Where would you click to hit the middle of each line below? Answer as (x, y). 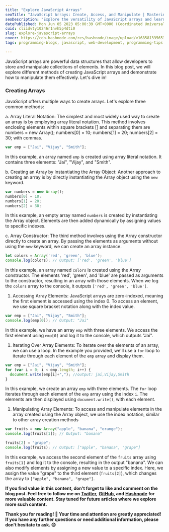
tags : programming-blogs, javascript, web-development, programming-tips (84, 43)
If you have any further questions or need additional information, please (82, 519)
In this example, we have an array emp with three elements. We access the (81, 330)
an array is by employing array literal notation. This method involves (75, 122)
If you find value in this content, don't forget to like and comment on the (81, 488)
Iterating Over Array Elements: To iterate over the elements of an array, (86, 345)
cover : (12, 38)
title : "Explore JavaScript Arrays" (44, 10)
